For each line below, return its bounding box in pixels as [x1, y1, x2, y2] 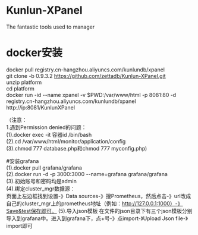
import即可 [6, 222, 33, 229]
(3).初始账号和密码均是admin [6, 177, 77, 184]
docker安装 [6, 46, 62, 59]
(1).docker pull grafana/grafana [6, 164, 82, 171]
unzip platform [6, 79, 42, 86]
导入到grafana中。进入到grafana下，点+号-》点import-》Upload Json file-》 [6, 215, 188, 222]
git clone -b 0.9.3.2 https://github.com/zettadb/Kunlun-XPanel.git [6, 72, 166, 79]
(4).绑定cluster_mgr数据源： [6, 185, 76, 192]
